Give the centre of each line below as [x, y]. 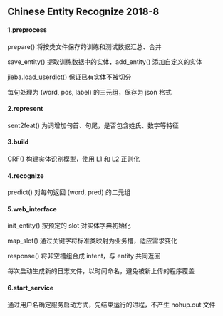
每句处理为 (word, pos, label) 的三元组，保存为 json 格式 [90, 92]
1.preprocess [27, 30]
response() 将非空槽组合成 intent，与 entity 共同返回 [84, 256]
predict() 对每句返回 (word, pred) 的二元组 [69, 192]
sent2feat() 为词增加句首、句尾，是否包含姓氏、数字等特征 [93, 125]
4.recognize [26, 175]
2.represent [25, 109]
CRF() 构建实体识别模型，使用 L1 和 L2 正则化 [74, 159]
